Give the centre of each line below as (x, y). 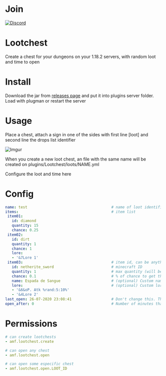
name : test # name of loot (74, 207)
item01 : (15, 216)
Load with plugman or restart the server (46, 101)
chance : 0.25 (25, 230)
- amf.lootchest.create (30, 341)
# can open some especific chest (40, 364)
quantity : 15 (25, 226)
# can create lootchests (31, 337)
